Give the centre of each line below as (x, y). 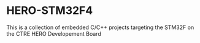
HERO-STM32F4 (50, 11)
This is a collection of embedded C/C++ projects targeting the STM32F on (100, 27)
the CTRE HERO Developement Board (54, 33)
